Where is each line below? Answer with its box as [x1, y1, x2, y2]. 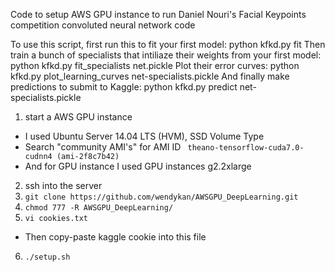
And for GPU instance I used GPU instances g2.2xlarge [24, 160, 252, 172]
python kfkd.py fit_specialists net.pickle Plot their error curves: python [10, 60, 300, 71]
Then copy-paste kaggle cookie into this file [24, 231, 207, 243]
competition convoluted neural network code [10, 19, 196, 31]
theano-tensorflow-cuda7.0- [187, 143, 305, 153]
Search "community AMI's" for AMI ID [24, 141, 182, 153]
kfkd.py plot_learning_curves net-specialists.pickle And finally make [10, 70, 290, 82]
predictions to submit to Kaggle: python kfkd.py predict [10, 81, 238, 93]
